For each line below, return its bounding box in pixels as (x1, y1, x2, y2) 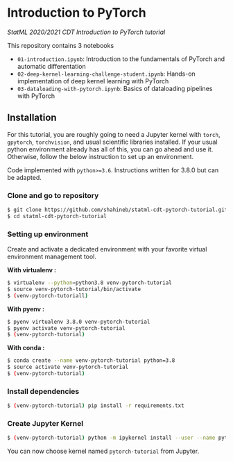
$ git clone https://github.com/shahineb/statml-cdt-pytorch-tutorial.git (7, 206, 228, 213)
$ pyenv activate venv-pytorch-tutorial (7, 324, 126, 331)
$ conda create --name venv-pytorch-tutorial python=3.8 (7, 357, 175, 364)
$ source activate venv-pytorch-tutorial (7, 363, 129, 371)
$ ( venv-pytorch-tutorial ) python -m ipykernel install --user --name (7, 434, 216, 442)
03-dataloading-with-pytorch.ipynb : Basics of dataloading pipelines (17, 84, 213, 92)
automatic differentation (17, 62, 86, 70)
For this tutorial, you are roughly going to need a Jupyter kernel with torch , (7, 130, 221, 138)
